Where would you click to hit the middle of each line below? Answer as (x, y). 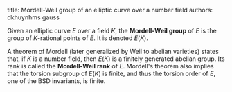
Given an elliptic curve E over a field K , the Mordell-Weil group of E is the (112, 31)
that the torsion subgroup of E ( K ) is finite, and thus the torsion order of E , (111, 73)
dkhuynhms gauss (34, 17)
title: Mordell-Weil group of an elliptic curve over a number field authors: (110, 10)
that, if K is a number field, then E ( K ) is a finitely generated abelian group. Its (116, 59)
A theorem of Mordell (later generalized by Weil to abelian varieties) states (113, 52)
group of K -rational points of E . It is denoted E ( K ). (78, 38)
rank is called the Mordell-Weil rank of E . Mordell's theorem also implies (110, 66)
